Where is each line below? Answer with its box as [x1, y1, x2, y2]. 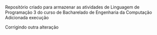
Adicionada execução [5, 15, 49, 20]
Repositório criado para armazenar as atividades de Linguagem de [5, 4, 140, 10]
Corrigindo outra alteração [5, 24, 59, 30]
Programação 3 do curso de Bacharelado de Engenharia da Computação [5, 9, 152, 15]
